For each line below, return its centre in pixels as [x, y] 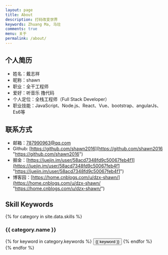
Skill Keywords [29, 204]
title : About [19, 15]
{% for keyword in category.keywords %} [49, 241]
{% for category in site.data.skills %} [44, 217]
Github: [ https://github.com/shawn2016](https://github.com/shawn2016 [88, 148]
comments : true [21, 29]
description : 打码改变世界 [32, 19]
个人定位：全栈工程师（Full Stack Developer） [61, 99]
